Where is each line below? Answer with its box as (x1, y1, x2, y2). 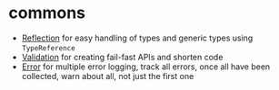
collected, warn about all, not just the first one (21, 70, 194, 81)
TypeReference (21, 43, 75, 52)
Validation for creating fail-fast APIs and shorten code (21, 51, 224, 62)
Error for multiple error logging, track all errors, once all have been (21, 61, 271, 72)
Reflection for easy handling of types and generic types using (21, 32, 254, 43)
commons (8, 3, 86, 23)
